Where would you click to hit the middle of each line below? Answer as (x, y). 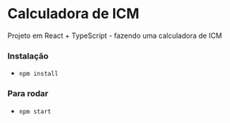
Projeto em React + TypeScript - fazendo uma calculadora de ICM (115, 35)
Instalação (28, 56)
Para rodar (28, 94)
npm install (38, 74)
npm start (35, 111)
